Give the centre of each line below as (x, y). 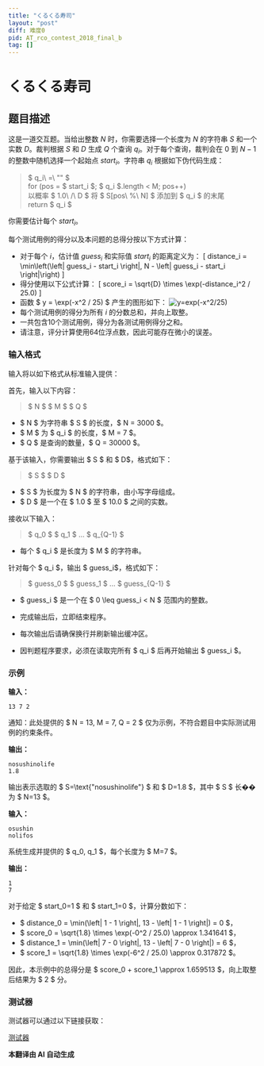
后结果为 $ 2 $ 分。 (40, 979)
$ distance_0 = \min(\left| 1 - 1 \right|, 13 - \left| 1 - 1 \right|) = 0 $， (128, 922)
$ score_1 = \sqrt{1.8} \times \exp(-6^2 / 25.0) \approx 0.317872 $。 (130, 952)
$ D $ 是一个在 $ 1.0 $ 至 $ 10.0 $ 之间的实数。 (96, 502)
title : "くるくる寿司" (42, 15)
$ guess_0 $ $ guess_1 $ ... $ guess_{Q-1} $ (99, 583)
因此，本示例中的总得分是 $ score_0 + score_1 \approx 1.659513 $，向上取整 (132, 969)
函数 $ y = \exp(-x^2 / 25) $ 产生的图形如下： (94, 302)
